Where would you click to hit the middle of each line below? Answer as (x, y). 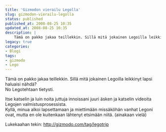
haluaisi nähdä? (21, 84)
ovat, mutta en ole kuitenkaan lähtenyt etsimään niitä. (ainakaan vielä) (76, 115)
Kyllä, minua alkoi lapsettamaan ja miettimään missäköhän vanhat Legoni (79, 110)
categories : (17, 46)
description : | (21, 33)
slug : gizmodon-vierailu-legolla (40, 14)
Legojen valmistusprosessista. (36, 104)
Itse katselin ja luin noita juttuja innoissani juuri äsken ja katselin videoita (78, 99)
